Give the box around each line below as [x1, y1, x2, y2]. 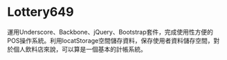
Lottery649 [7, 4, 74, 20]
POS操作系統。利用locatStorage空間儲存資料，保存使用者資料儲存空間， [7, 36, 214, 45]
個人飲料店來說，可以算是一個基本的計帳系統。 [12, 45, 147, 53]
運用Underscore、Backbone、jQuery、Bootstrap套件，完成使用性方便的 [7, 28, 213, 36]
